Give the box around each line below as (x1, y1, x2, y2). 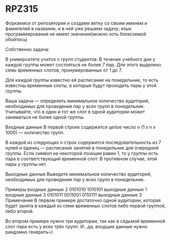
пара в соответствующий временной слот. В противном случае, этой (5, 156, 157, 162)
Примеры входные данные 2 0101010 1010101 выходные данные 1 (5, 186, 147, 192)
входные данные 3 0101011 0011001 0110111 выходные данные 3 (5, 191, 142, 198)
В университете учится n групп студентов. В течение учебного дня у (5, 56, 156, 62)
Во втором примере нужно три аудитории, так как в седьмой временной (5, 218, 165, 224)
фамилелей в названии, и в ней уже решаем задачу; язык (5, 25, 132, 31)
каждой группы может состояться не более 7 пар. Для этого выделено (5, 61, 162, 68)
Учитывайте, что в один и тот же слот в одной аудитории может (5, 108, 145, 115)
